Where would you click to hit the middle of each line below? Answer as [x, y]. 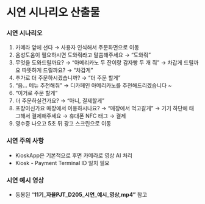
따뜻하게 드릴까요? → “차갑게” [57, 70]
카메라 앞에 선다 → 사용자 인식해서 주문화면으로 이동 [77, 47]
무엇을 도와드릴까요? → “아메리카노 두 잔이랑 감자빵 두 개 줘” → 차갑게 [99, 63]
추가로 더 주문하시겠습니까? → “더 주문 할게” [68, 78]
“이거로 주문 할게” [36, 93]
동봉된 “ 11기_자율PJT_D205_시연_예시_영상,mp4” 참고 [81, 195]
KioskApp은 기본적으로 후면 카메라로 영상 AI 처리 [74, 155]
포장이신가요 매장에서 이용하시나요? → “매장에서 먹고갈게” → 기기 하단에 [101, 108]
